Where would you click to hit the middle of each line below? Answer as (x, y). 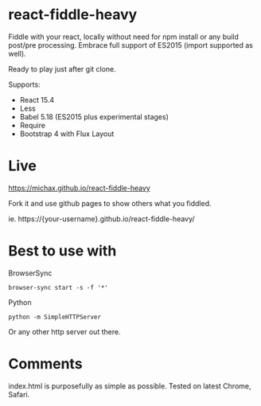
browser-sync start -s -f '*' (58, 287)
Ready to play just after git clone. (62, 68)
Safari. (19, 394)
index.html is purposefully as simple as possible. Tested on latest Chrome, (130, 386)
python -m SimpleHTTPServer (55, 317)
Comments (45, 364)
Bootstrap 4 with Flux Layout (67, 134)
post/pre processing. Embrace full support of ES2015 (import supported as (130, 45)
